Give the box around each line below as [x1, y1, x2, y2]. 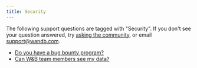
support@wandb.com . [6, 37, 61, 44]
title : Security [6, 8, 46, 15]
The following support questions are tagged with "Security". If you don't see [6, 25, 192, 32]
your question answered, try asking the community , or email [6, 31, 152, 38]
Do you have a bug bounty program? [14, 48, 104, 56]
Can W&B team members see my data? [14, 55, 110, 62]
